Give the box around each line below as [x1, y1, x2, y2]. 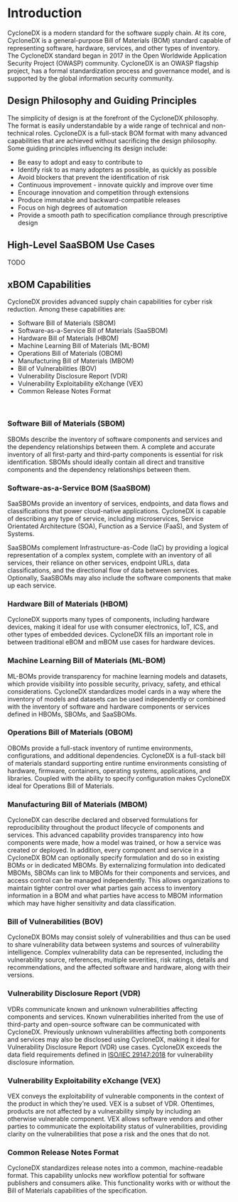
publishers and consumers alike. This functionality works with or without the [7, 1178, 231, 1188]
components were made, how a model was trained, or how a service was [7, 838, 222, 847]
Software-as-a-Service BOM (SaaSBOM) [7, 483, 151, 493]
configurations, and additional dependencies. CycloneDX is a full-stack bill [7, 751, 226, 760]
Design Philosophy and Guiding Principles [7, 95, 198, 107]
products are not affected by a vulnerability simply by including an [7, 1107, 201, 1116]
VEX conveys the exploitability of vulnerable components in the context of [7, 1092, 225, 1101]
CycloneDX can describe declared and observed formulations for [7, 816, 198, 824]
